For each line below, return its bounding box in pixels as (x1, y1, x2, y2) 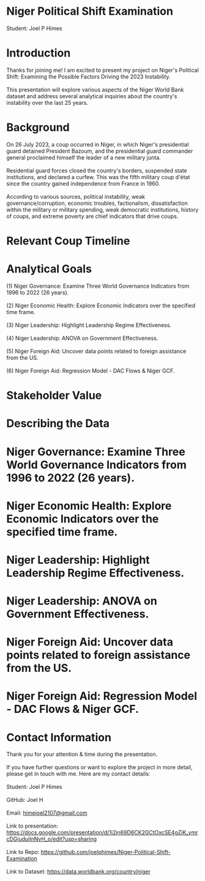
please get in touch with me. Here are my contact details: (6, 770, 151, 777)
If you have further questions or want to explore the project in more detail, (6, 764, 193, 771)
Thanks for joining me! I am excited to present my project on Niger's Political (6, 66, 199, 74)
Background (6, 121, 70, 134)
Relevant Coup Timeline (6, 234, 130, 248)
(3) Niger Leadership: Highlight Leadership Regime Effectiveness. (6, 321, 172, 329)
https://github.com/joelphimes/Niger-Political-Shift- (40, 848, 171, 856)
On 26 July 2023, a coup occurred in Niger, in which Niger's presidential (6, 140, 189, 148)
